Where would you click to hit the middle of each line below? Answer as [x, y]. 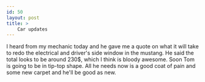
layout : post [23, 18]
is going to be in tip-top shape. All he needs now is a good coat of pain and [101, 66]
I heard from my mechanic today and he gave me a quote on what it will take [102, 47]
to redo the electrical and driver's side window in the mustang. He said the [100, 53]
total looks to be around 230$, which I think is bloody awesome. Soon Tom [100, 59]
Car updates [32, 29]
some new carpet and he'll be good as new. [61, 73]
